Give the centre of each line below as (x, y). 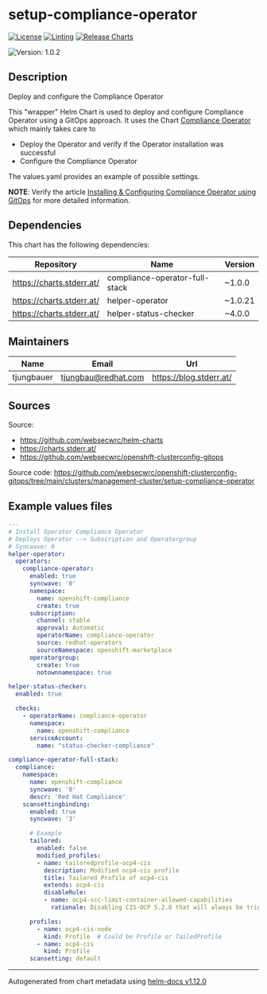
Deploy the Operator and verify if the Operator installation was (122, 144)
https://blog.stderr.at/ (192, 377)
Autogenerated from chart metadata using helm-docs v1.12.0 (107, 981)
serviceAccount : (56, 738)
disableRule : (65, 893)
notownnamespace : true (74, 672)
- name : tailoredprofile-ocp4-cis (94, 863)
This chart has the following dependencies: (79, 244)
